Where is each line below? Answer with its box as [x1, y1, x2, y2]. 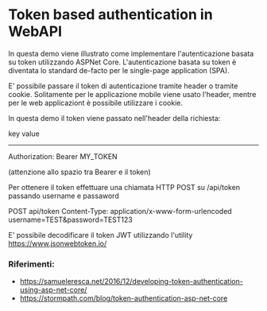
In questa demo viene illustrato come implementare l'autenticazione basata [8, 49, 254, 58]
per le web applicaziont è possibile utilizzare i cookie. [8, 98, 183, 107]
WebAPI [8, 22, 62, 41]
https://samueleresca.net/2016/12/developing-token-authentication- [19, 277, 244, 286]
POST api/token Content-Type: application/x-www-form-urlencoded [8, 206, 232, 216]
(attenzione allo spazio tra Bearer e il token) [8, 167, 151, 177]
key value [8, 129, 40, 138]
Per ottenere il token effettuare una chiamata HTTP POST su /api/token [8, 182, 241, 192]
